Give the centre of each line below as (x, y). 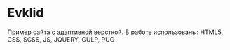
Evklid (26, 13)
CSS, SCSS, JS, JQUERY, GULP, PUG (61, 39)
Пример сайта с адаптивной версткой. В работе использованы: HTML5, (115, 32)
